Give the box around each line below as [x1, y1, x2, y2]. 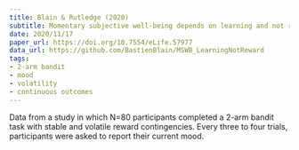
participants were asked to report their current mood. [9, 130, 205, 141]
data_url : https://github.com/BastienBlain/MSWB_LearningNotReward [9, 46, 265, 55]
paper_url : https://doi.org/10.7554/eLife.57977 [9, 37, 193, 47]
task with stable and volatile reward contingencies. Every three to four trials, [9, 121, 288, 131]
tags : [9, 54, 29, 63]
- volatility [9, 79, 58, 88]
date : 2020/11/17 [9, 29, 74, 38]
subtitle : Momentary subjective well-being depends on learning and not [9, 21, 285, 30]
